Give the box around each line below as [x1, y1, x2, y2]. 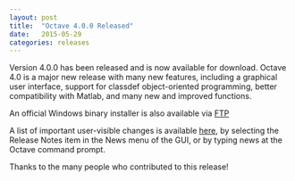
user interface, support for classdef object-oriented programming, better [9, 81, 277, 92]
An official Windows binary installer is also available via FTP [9, 108, 230, 119]
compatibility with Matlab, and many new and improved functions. [9, 91, 252, 102]
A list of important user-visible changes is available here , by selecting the [9, 126, 280, 136]
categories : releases [9, 37, 90, 47]
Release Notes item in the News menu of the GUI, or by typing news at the [9, 135, 283, 145]
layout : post [9, 12, 58, 22]
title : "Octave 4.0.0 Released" [9, 21, 134, 30]
